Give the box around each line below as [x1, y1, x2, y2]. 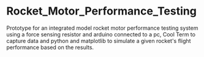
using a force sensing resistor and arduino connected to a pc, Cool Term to [6, 30, 196, 38]
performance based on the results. [6, 44, 94, 51]
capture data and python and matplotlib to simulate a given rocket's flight [6, 37, 191, 44]
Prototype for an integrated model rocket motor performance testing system [6, 24, 198, 32]
